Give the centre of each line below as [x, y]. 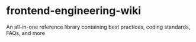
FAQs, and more [26, 33]
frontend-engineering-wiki [74, 11]
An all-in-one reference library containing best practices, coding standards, [98, 27]
